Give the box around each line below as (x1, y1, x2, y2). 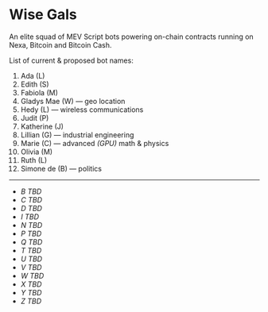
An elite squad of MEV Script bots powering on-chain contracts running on (9, 32, 254, 41)
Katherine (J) (20, 121, 64, 131)
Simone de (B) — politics (20, 164, 103, 173)
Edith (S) (20, 79, 50, 89)
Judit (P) (20, 113, 49, 122)
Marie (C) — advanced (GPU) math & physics (20, 138, 169, 148)
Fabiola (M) (20, 87, 58, 97)
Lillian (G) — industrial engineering (20, 129, 134, 140)
